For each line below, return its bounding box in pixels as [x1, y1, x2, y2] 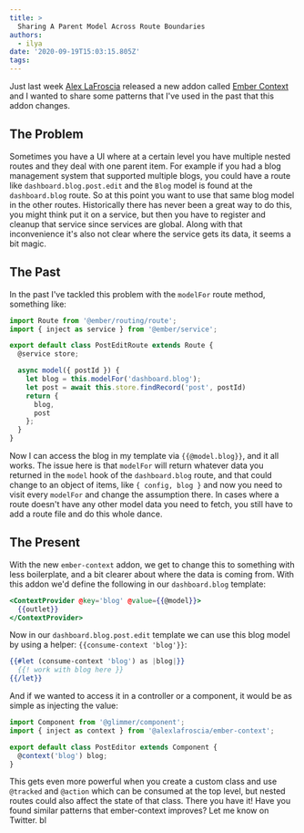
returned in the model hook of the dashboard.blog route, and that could [9, 470, 272, 480]
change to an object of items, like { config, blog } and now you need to [9, 480, 283, 490]
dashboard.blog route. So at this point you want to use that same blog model [9, 189, 295, 201]
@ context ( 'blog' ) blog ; [17, 751, 107, 760]
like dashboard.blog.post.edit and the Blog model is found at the [9, 180, 253, 191]
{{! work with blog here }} [17, 665, 125, 675]
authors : [9, 30, 43, 39]
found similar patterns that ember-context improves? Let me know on [9, 805, 269, 817]
